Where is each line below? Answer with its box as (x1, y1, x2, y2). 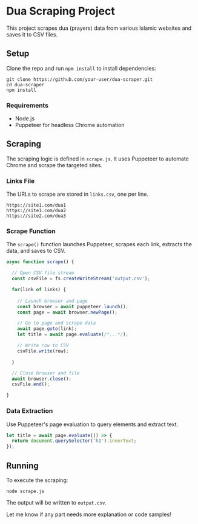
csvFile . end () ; (12, 381, 50, 387)
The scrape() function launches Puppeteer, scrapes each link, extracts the (6, 241, 193, 248)
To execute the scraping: (6, 476, 68, 484)
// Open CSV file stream (12, 270, 74, 276)
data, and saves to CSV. (6, 247, 66, 255)
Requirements (6, 101, 49, 109)
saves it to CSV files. (6, 30, 58, 38)
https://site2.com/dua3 (6, 213, 67, 219)
